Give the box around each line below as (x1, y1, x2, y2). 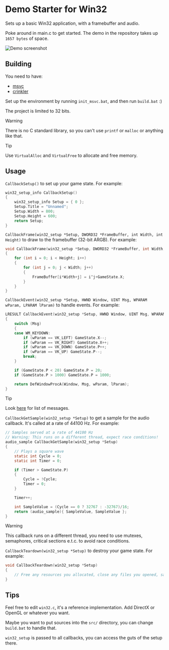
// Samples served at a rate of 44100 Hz (5, 430, 94, 435)
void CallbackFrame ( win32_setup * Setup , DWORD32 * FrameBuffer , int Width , (5, 246, 165, 251)
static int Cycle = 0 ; (14, 453, 62, 459)
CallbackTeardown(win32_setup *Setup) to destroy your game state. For (5, 548, 153, 554)
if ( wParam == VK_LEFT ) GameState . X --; (23, 335, 107, 340)
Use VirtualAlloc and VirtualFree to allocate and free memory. (5, 152, 138, 158)
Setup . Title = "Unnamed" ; (14, 204, 69, 209)
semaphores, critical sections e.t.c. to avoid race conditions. (5, 538, 130, 544)
